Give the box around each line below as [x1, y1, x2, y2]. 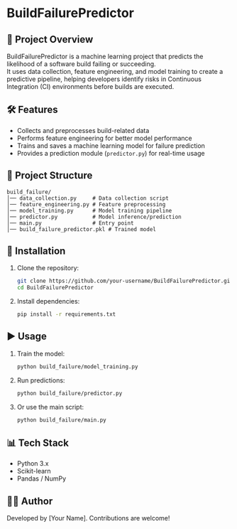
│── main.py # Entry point [6, 219, 134, 227]
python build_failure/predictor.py [16, 390, 123, 397]
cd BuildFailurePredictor [16, 284, 94, 292]
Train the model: [16, 349, 65, 358]
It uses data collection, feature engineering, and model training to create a [6, 68, 224, 75]
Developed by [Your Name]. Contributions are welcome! [6, 514, 170, 523]
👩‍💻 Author [6, 495, 53, 507]
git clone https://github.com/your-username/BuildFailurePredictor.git [16, 277, 233, 285]
